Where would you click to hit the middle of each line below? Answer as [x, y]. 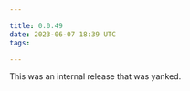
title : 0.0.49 [37, 25]
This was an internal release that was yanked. [95, 76]
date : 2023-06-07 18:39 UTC [63, 34]
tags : [20, 43]
